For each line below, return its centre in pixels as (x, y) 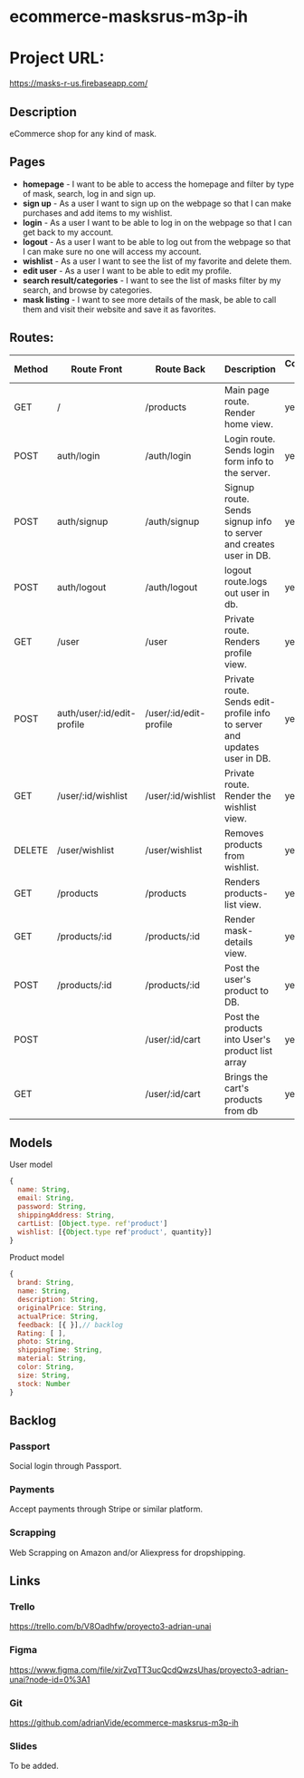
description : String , (58, 1299)
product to (247, 990)
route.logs (246, 581)
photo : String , (46, 1342)
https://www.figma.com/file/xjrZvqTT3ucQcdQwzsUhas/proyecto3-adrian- (149, 1669)
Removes (244, 833)
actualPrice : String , (58, 1316)
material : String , (52, 1359)
